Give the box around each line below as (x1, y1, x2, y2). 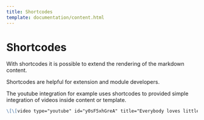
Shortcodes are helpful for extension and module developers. (6, 78, 160, 86)
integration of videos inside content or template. (6, 96, 126, 104)
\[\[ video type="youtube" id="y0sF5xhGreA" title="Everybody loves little (6, 108, 200, 115)
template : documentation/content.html (6, 14, 104, 21)
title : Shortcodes (6, 8, 53, 15)
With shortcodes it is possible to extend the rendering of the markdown (6, 60, 185, 68)
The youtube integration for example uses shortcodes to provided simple (6, 90, 189, 97)
